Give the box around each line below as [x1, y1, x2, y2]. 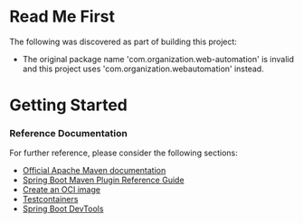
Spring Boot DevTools [22, 203, 104, 214]
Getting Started [9, 95, 128, 116]
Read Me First [9, 6, 116, 27]
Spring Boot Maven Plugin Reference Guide [22, 174, 185, 186]
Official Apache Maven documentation [22, 165, 166, 176]
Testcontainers [22, 194, 79, 205]
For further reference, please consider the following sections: [9, 147, 238, 159]
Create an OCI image [22, 184, 101, 195]
